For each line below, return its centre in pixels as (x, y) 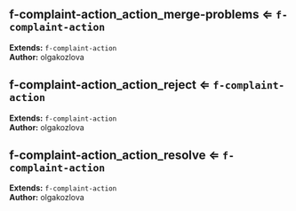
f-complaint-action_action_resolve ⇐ (115, 156)
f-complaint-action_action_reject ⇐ (110, 85)
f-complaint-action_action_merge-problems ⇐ (141, 15)
